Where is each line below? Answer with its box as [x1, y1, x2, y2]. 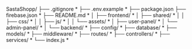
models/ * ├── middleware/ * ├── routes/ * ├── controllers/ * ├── [6, 30, 170, 37]
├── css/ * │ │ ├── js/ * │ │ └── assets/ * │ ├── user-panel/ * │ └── [6, 18, 177, 24]
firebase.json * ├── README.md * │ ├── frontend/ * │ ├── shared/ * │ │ [6, 12, 185, 19]
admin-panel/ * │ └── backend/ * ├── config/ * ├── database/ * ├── [6, 24, 177, 31]
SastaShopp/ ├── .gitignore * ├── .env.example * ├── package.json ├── [6, 6, 186, 12]
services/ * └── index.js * [6, 37, 69, 43]
